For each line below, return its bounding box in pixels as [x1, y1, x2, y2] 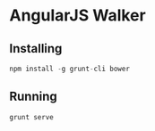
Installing [9, 41, 63, 56]
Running [9, 89, 58, 104]
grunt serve [9, 112, 54, 121]
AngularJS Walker [9, 5, 146, 26]
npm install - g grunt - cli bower [9, 64, 130, 73]
